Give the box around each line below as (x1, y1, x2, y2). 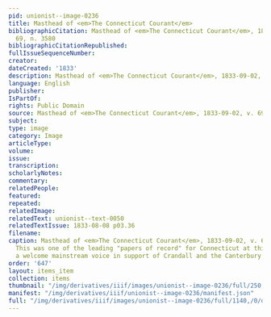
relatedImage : (8, 206, 56, 215)
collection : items (8, 274, 70, 282)
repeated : (8, 199, 42, 207)
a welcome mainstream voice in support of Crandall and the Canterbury (15, 252, 262, 260)
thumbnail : (8, 282, 45, 290)
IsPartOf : (8, 94, 42, 102)
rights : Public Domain (8, 102, 85, 110)
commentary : (8, 177, 48, 186)
